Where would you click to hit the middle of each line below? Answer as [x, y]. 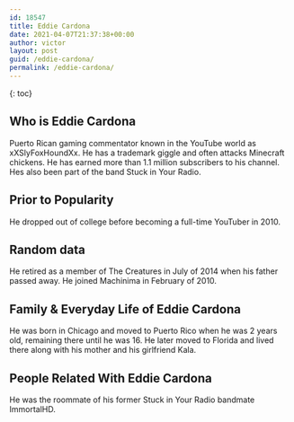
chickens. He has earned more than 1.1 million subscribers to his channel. [145, 162]
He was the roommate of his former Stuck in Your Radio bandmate [132, 400]
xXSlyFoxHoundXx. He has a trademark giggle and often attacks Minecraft [147, 153]
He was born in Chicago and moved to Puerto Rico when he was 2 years [143, 331]
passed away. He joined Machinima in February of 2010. [113, 281]
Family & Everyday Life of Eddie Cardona [125, 309]
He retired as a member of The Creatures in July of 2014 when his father [144, 271]
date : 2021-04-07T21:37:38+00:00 [72, 34]
